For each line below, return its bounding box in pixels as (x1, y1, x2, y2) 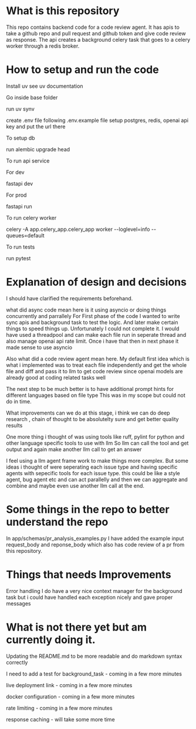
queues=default (6, 231, 45, 239)
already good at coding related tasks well (6, 374, 106, 381)
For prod (6, 191, 27, 198)
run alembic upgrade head (6, 145, 70, 153)
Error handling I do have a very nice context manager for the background (6, 587, 183, 594)
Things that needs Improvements (6, 568, 171, 581)
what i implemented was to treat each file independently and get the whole (6, 361, 187, 369)
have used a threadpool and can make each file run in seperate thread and (6, 331, 187, 338)
